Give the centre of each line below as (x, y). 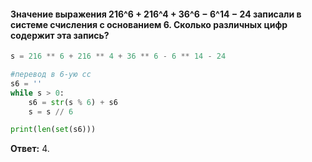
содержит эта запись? (60, 35)
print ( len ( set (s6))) (53, 130)
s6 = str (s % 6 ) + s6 (73, 102)
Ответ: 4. (30, 149)
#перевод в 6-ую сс (51, 75)
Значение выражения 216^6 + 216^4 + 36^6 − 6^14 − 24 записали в (156, 14)
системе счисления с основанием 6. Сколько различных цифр (149, 24)
